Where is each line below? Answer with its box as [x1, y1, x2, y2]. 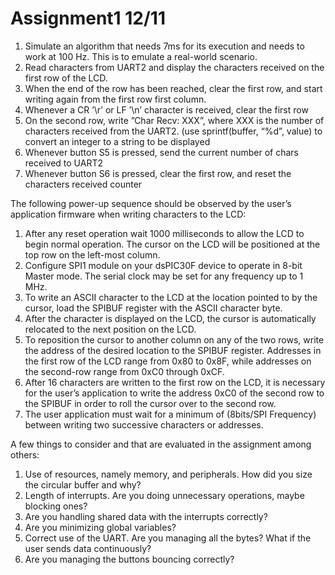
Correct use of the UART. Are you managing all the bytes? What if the [24, 532, 312, 544]
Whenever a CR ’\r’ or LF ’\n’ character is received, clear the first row [24, 103, 309, 116]
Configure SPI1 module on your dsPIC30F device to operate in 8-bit [24, 259, 303, 271]
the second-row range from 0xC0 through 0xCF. [24, 365, 225, 377]
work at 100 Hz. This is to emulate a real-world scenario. [24, 50, 258, 62]
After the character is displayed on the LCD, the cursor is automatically [24, 312, 317, 324]
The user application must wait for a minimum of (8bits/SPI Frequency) [24, 408, 317, 420]
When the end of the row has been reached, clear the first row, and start [24, 82, 323, 94]
